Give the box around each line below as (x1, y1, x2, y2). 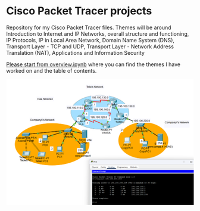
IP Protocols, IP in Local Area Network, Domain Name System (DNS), (6, 36, 174, 44)
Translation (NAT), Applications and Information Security (6, 49, 145, 56)
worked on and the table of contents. (6, 67, 97, 74)
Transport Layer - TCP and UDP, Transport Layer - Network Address (6, 43, 174, 50)
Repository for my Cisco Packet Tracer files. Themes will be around (6, 24, 171, 31)
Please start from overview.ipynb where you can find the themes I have (6, 61, 180, 68)
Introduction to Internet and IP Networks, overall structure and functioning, (6, 30, 189, 37)
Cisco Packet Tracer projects (6, 4, 152, 18)
